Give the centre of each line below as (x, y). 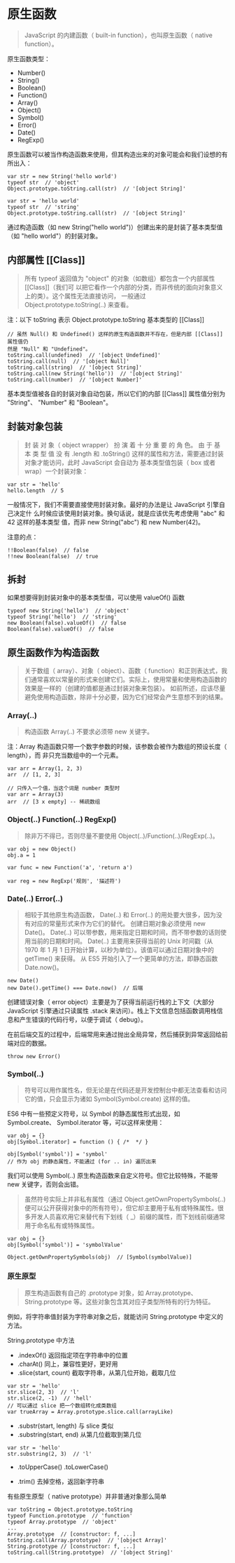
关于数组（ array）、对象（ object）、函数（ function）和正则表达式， (123, 671)
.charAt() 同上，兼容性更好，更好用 (67, 1364)
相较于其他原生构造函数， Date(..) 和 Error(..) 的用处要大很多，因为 (120, 915)
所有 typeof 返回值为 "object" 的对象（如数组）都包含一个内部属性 (120, 278)
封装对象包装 (35, 427)
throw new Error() (34, 1057)
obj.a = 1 (22, 855)
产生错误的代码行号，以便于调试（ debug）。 (83, 1020)
